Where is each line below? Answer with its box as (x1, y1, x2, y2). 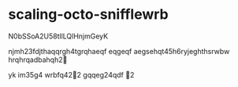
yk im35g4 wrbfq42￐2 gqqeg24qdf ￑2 (8, 70, 135, 79)
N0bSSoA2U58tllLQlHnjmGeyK (8, 31, 109, 41)
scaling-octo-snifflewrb (8, 5, 169, 24)
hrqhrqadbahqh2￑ (8, 55, 68, 64)
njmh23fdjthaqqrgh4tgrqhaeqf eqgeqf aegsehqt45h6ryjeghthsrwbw (8, 46, 230, 56)
